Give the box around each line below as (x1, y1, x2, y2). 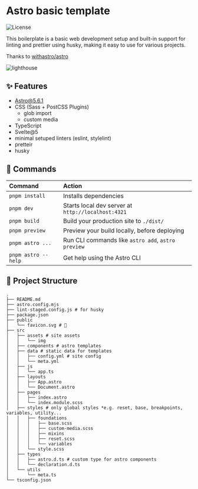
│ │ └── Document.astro (6, 385, 75, 390)
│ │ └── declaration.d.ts (6, 462, 81, 468)
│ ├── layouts (6, 374, 46, 380)
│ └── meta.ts (6, 472, 57, 478)
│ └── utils (6, 467, 41, 473)
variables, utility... (6, 410, 62, 416)
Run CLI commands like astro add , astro (62, 236, 176, 244)
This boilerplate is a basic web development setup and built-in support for (6, 35, 186, 42)
